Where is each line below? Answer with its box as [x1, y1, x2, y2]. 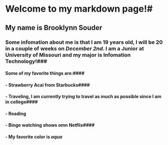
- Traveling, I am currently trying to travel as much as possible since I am [5, 94, 161, 100]
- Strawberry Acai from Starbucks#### [5, 82, 90, 88]
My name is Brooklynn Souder [5, 23, 103, 32]
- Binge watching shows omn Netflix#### [5, 122, 95, 128]
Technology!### [5, 57, 47, 65]
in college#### [5, 99, 38, 105]
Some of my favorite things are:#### [5, 70, 85, 76]
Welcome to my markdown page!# [5, 3, 153, 15]
